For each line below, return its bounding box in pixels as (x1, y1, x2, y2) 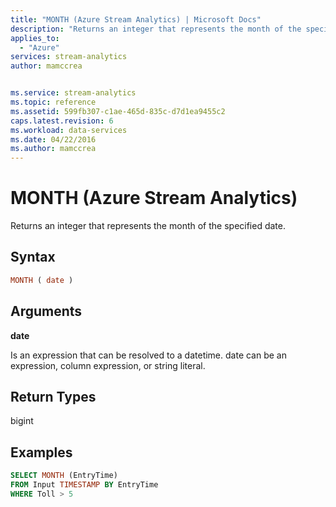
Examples (10, 444, 73, 461)
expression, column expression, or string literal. (10, 359, 206, 371)
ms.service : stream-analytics (10, 88, 137, 98)
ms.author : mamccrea (10, 144, 97, 154)
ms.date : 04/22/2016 (10, 134, 97, 145)
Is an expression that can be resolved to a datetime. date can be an (10, 349, 287, 361)
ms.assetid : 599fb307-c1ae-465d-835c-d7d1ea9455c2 (10, 106, 226, 116)
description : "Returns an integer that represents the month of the (10, 24, 302, 34)
